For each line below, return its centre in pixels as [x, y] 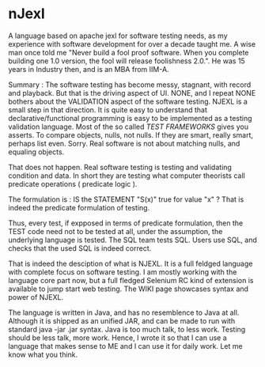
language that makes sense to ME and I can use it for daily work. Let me [125, 346]
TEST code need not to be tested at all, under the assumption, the [115, 231]
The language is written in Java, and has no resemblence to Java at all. [124, 312]
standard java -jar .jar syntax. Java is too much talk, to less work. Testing [127, 329]
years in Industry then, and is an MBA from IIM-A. [89, 69]
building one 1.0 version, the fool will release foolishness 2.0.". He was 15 [127, 61]
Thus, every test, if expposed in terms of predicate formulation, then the [126, 223]
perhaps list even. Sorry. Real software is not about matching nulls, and [124, 143]
